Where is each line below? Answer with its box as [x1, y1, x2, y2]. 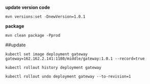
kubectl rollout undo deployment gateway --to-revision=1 [5, 74, 131, 79]
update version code [5, 5, 50, 10]
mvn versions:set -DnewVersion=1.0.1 [5, 14, 86, 19]
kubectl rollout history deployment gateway [5, 65, 102, 70]
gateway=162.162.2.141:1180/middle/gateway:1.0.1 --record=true [5, 56, 145, 61]
